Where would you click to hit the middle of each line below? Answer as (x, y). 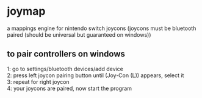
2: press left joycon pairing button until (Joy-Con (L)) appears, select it (96, 75)
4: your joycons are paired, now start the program (69, 88)
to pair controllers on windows (66, 54)
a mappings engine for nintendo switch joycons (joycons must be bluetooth (102, 28)
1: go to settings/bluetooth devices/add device (65, 69)
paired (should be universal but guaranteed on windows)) (79, 34)
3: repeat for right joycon (38, 81)
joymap (26, 11)
